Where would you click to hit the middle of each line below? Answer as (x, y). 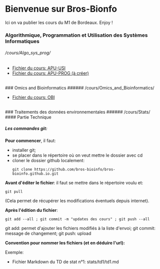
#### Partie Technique (28, 117)
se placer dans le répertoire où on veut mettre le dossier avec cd (77, 155)
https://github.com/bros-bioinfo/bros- (75, 169)
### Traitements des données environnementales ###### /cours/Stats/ (78, 112)
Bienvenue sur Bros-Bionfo (61, 9)
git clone (22, 169)
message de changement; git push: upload (48, 233)
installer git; (24, 150)
